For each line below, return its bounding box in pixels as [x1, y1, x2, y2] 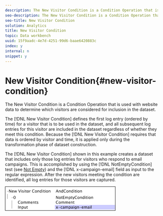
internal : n [5, 48, 29, 53]
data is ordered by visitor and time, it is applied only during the [5, 137, 130, 142]
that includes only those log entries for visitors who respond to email [5, 156, 142, 162]
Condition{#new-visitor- [55, 75, 157, 86]
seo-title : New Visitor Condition [5, 18, 75, 23]
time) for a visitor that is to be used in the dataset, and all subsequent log [5, 121, 151, 127]
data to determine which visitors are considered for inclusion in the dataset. [5, 107, 156, 112]
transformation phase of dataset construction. [5, 142, 97, 148]
